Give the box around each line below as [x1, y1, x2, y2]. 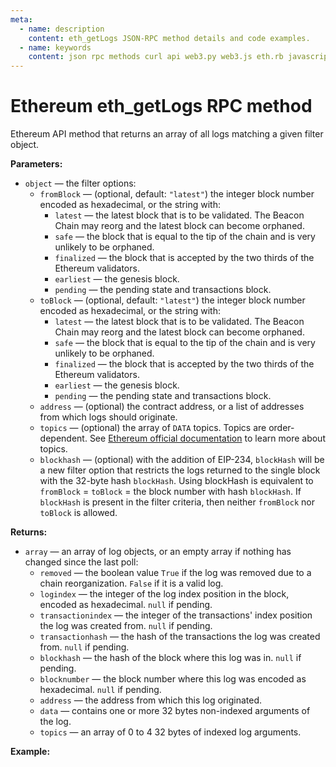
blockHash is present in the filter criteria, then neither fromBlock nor [39, 496, 315, 508]
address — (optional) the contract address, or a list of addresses [39, 401, 305, 413]
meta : [10, 14, 33, 25]
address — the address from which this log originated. [39, 694, 263, 706]
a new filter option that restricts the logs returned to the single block [39, 464, 321, 476]
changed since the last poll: [24, 556, 139, 568]
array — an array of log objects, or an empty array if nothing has [24, 546, 292, 558]
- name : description [19, 24, 105, 34]
